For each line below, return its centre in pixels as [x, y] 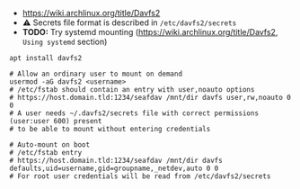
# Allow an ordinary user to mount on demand [96, 74]
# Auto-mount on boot [50, 145]
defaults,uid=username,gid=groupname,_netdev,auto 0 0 [114, 168]
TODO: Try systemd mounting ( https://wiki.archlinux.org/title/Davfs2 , [150, 32]
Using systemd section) [65, 41]
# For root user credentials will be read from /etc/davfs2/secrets [140, 176]
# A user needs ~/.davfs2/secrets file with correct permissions [134, 113]
